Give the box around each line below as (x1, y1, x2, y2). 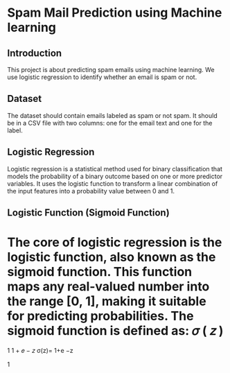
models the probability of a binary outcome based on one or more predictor (7, 172, 223, 180)
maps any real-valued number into (7, 279, 210, 295)
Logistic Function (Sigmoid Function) (7, 207, 170, 219)
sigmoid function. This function (7, 264, 193, 280)
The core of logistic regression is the (7, 234, 222, 250)
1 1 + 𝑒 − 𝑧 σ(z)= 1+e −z (7, 346, 74, 354)
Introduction (7, 47, 62, 59)
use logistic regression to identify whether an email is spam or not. (7, 73, 197, 81)
